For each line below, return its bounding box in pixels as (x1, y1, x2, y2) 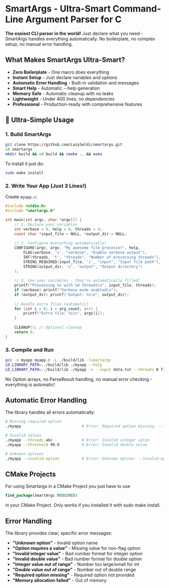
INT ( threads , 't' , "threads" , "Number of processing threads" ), (23, 255, 161, 260)
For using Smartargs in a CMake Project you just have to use (5, 483, 131, 489)
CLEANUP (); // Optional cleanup (14, 325, 82, 330)
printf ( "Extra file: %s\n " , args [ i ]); (23, 311, 105, 316)
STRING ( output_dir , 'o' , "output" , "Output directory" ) (23, 264, 143, 269)
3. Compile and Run (5, 346, 54, 353)
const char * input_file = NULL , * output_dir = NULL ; (14, 231, 127, 237)
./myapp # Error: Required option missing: (5, 424, 156, 429)
